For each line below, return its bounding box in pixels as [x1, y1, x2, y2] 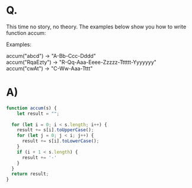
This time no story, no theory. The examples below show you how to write [6, 23, 187, 30]
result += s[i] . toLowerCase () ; [21, 138, 100, 144]
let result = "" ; [17, 111, 60, 116]
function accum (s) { [6, 105, 57, 111]
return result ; [11, 171, 49, 177]
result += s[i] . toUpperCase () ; [17, 127, 94, 133]
